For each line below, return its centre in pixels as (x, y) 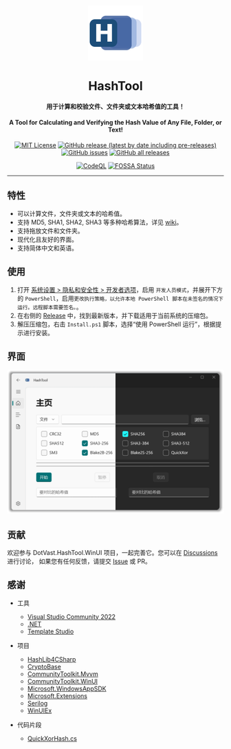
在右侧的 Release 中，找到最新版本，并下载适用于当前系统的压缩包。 (114, 315)
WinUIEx (40, 710)
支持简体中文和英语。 (47, 248)
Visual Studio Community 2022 (71, 616)
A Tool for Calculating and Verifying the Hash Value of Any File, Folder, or (115, 123)
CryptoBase (44, 666)
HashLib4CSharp (52, 659)
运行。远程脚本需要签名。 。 (49, 307)
